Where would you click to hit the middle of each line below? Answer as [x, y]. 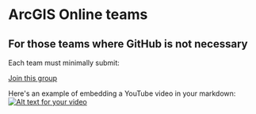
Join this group [33, 78]
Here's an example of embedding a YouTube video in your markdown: [122, 93]
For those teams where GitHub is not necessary [128, 44]
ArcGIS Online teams [78, 15]
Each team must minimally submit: [64, 63]
